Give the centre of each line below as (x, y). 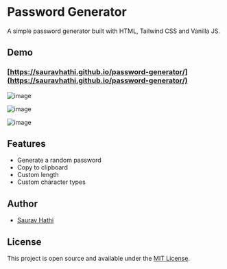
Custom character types (51, 182)
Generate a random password (59, 160)
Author (22, 203)
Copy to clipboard (43, 167)
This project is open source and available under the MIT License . (99, 259)
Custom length (38, 175)
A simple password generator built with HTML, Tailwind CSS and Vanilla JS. (114, 31)
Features (26, 144)
